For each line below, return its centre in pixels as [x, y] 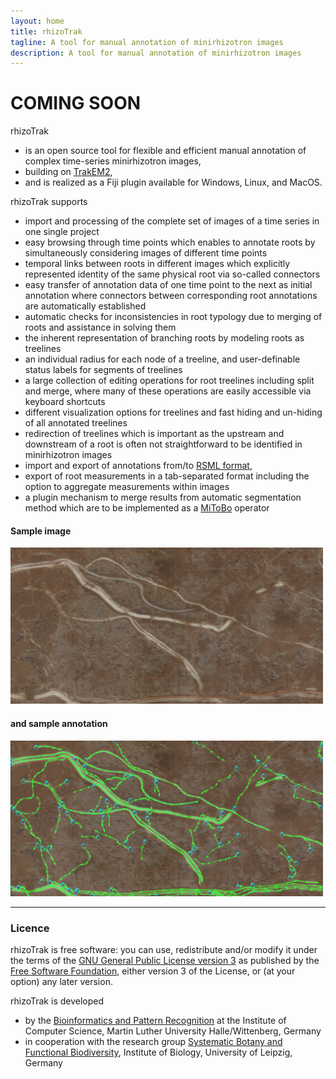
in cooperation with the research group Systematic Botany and [153, 1041]
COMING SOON [76, 103]
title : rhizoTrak [46, 31]
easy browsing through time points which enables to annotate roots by [170, 242]
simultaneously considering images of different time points [146, 253]
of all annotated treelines [76, 423]
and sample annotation [59, 723]
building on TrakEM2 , [68, 172]
